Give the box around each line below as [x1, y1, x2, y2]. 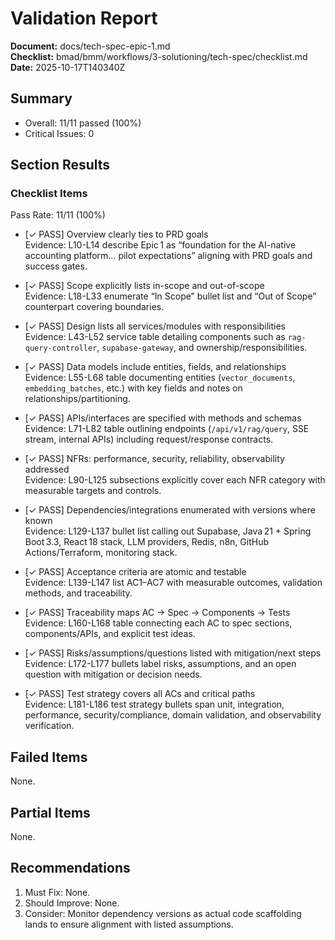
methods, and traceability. [24, 587, 133, 599]
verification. [24, 720, 75, 732]
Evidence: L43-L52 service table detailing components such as [24, 331, 286, 343]
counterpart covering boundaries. [24, 301, 165, 313]
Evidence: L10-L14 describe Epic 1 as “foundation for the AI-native [24, 239, 297, 251]
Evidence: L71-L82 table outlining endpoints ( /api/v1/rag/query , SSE [24, 423, 310, 435]
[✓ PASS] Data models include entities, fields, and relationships [24, 361, 287, 373]
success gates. [24, 260, 88, 272]
